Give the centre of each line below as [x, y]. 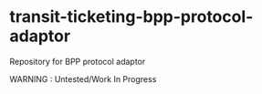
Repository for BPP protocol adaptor [78, 61]
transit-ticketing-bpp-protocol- [131, 17]
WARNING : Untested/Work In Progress [83, 78]
